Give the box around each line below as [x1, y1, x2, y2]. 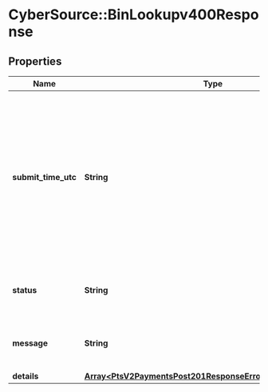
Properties [8, 54, 62, 68]
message [12, 338, 48, 349]
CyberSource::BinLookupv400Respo [8, 6, 259, 24]
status [12, 285, 37, 295]
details [12, 370, 39, 382]
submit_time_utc [12, 172, 77, 182]
